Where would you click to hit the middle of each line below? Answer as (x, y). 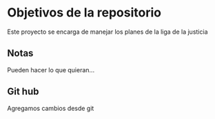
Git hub (23, 92)
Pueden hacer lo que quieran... (51, 69)
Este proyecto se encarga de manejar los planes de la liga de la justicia (107, 32)
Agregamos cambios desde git (51, 108)
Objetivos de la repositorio (84, 13)
